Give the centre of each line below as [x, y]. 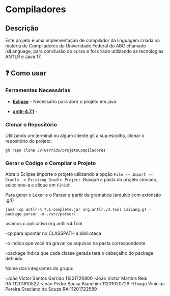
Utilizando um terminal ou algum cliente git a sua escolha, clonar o [75, 136]
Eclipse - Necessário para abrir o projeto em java [64, 101]
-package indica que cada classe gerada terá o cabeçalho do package [79, 253]
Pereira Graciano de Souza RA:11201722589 [51, 289]
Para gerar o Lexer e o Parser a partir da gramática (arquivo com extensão [83, 195]
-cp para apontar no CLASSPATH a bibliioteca [53, 233]
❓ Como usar [26, 73]
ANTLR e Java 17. [23, 57]
